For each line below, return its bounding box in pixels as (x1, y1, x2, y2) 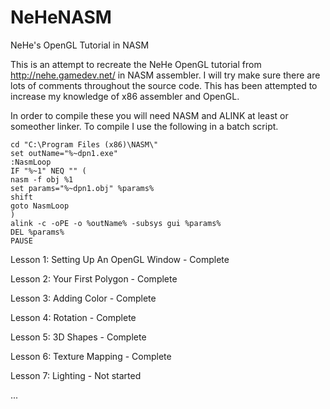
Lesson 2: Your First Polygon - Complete (10, 272, 178, 285)
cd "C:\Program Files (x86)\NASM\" (10, 139, 159, 150)
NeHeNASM (10, 6, 112, 29)
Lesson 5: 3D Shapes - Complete (10, 331, 147, 343)
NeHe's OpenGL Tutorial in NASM (10, 39, 150, 51)
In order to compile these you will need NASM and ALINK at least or (10, 109, 289, 121)
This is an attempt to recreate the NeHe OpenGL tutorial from (10, 58, 262, 70)
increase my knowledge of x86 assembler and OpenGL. (10, 90, 240, 102)
